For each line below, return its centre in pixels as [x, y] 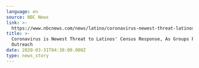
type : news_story [28, 56]
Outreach [22, 45]
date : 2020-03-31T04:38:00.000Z [46, 50]
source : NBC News [28, 17]
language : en [22, 12]
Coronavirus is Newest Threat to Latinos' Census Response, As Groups [100, 39]
